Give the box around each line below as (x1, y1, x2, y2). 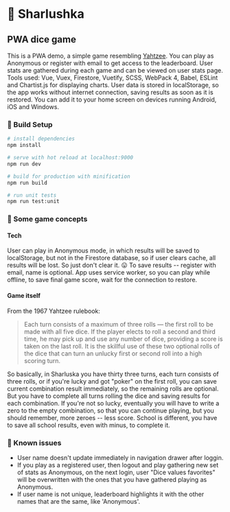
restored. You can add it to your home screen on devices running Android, (7, 95, 217, 104)
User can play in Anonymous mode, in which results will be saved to (7, 246, 200, 255)
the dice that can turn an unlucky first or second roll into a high (23, 349, 203, 358)
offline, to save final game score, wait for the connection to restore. (7, 276, 198, 284)
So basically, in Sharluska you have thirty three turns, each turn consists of (7, 370, 219, 378)
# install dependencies (7, 135, 76, 143)
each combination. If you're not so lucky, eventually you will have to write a (7, 399, 220, 407)
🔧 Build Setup (7, 119, 53, 129)
